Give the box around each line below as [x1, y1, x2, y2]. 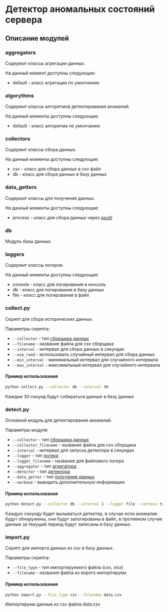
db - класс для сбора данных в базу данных [12, 171, 107, 177]
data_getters [5, 184, 37, 191]
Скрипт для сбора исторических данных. [5, 316, 93, 322]
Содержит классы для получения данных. [5, 195, 95, 201]
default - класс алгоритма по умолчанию [12, 123, 100, 129]
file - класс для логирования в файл [12, 292, 89, 298]
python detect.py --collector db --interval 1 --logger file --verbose [5, 502, 157, 507]
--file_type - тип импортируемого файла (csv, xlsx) [12, 565, 123, 571]
